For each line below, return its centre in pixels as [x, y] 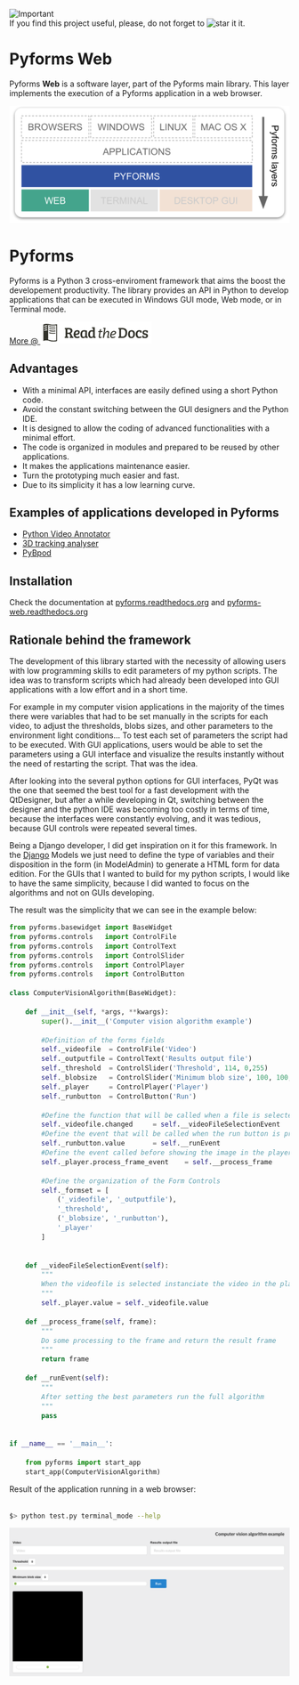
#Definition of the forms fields [103, 1040]
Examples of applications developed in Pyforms [144, 513]
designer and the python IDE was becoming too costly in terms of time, [139, 809]
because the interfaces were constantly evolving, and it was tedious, [135, 819]
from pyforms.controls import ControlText [93, 946]
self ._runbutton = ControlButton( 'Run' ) [119, 1096]
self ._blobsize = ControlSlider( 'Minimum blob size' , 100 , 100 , [167, 1078]
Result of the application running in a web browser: [103, 1489]
